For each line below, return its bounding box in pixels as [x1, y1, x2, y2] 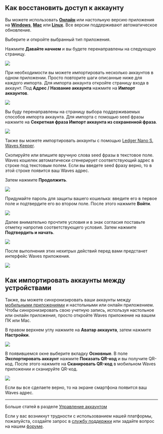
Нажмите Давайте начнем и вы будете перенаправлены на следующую [5, 46, 156, 51]
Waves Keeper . [5, 143, 35, 149]
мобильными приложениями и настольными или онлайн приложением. [5, 302, 154, 308]
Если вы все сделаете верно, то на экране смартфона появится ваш [5, 384, 147, 390]
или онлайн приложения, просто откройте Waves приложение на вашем [5, 312, 156, 318]
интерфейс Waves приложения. [5, 253, 70, 259]
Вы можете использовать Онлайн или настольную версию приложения [5, 17, 154, 22]
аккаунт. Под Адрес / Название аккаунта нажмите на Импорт [5, 85, 135, 91]
